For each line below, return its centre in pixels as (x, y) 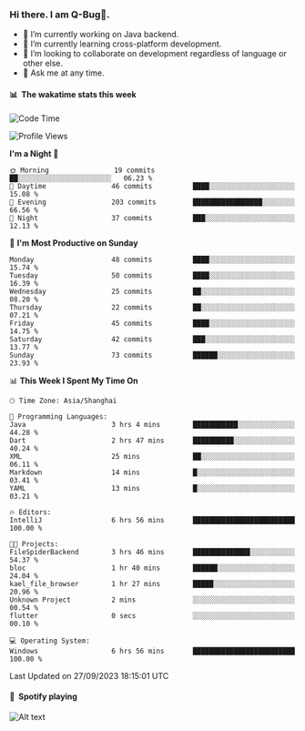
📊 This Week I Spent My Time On (74, 381)
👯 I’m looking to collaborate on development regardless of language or (154, 54)
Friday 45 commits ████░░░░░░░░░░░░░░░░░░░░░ (152, 323)
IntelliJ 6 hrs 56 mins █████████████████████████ (152, 520)
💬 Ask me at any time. (63, 73)
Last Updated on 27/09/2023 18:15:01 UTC (89, 675)
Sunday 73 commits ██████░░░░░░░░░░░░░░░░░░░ (152, 355)
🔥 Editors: (30, 512)
